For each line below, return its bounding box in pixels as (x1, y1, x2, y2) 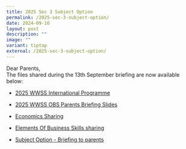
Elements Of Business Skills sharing (14, 124, 104, 132)
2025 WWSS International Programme (14, 89, 111, 97)
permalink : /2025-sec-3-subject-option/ (6, 14, 110, 21)
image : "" (6, 37, 31, 43)
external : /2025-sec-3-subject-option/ (6, 48, 107, 54)
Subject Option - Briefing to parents (14, 136, 104, 143)
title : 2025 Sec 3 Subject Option (6, 8, 94, 15)
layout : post (6, 25, 39, 32)
